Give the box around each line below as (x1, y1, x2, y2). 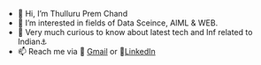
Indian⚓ (17, 36, 48, 47)
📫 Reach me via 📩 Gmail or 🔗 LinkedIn (17, 47, 157, 56)
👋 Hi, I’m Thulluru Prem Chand (17, 9, 128, 18)
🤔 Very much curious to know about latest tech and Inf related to (17, 27, 253, 37)
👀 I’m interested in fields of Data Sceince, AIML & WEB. (17, 18, 219, 28)
